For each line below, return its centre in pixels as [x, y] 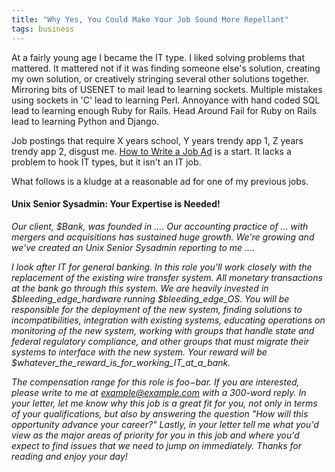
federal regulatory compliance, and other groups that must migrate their [160, 341]
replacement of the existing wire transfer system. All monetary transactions [167, 277]
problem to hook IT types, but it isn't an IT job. [106, 162]
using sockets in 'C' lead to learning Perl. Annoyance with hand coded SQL [166, 100]
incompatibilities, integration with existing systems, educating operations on [168, 320]
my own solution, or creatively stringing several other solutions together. [160, 78]
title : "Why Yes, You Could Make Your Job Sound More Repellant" [150, 19]
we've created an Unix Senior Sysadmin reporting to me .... [133, 247]
